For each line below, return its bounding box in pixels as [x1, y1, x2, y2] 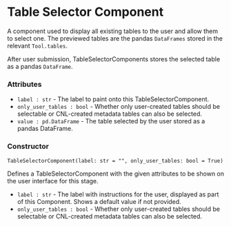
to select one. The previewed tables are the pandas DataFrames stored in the [7, 34, 223, 42]
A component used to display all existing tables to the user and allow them [7, 27, 219, 35]
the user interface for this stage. [7, 176, 99, 185]
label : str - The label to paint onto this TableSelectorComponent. [17, 95, 210, 103]
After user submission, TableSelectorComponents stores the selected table [7, 54, 221, 63]
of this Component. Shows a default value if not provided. [17, 197, 181, 205]
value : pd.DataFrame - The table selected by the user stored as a [17, 117, 205, 125]
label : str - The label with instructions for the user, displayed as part [17, 190, 219, 198]
